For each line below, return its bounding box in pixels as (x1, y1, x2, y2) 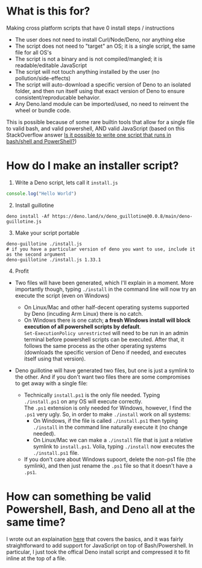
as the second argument (6, 251, 66, 258)
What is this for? (6, 4, 90, 18)
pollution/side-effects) (14, 74, 71, 82)
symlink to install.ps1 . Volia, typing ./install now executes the (33, 443, 195, 450)
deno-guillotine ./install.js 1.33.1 (6, 256, 101, 263)
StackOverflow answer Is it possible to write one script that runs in (6, 131, 172, 139)
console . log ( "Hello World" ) (6, 191, 77, 197)
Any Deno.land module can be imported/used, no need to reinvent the (14, 100, 189, 107)
